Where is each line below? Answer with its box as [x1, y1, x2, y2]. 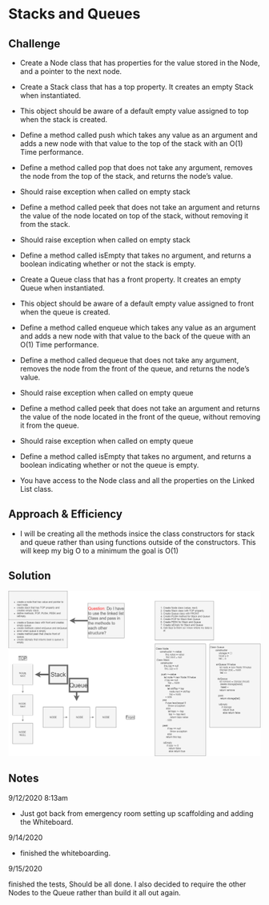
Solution [8, 569, 51, 582]
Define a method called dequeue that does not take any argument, [19, 355, 239, 365]
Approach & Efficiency [8, 507, 122, 521]
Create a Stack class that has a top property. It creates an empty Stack [19, 82, 254, 91]
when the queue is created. [19, 307, 110, 317]
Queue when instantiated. [19, 283, 106, 293]
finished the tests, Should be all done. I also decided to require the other [8, 879, 247, 889]
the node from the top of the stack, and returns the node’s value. [19, 172, 234, 181]
